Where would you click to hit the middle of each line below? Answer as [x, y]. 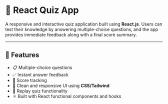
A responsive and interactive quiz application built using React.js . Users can [84, 24]
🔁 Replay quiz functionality [40, 91]
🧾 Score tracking [30, 80]
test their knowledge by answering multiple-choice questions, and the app [82, 29]
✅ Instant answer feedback [40, 74]
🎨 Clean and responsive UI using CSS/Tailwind [61, 85]
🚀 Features [22, 55]
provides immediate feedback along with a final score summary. [71, 34]
